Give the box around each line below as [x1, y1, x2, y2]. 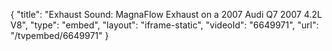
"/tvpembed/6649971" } [10, 30, 110, 41]
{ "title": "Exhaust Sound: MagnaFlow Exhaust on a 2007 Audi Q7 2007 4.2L [10, 9, 323, 20]
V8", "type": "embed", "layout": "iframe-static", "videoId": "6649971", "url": [10, 19, 320, 31]
